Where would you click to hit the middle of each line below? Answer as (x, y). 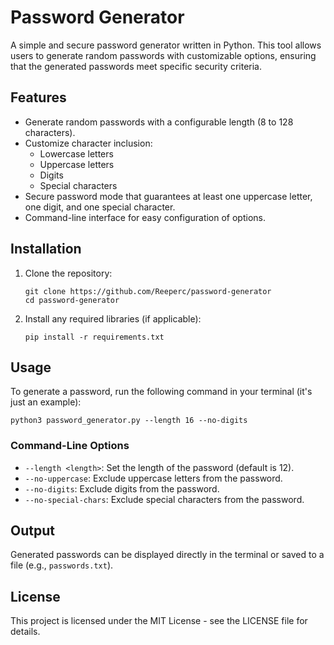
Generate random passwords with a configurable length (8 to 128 (159, 122)
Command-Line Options (70, 446)
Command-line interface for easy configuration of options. (145, 217)
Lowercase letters (76, 153)
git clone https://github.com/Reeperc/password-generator (148, 291)
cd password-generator (72, 300)
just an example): (46, 402)
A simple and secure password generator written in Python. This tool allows (166, 45)
